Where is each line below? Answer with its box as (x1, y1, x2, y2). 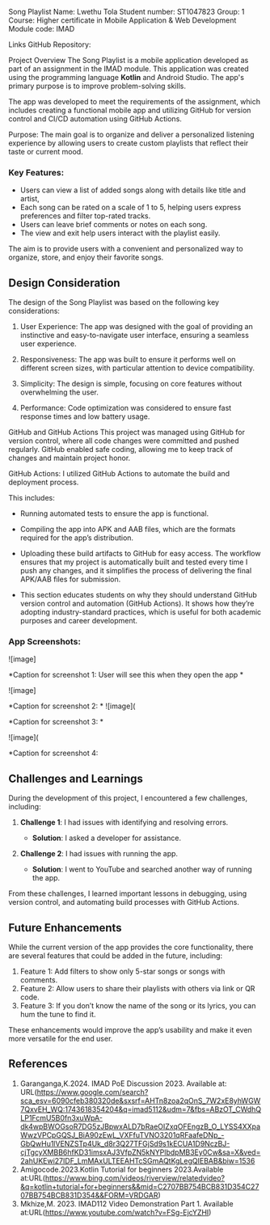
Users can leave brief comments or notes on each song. (19, 220, 208, 230)
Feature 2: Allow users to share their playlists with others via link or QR (19, 984, 255, 994)
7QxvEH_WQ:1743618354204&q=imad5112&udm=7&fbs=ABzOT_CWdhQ (19, 1104, 262, 1114)
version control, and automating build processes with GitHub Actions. (8, 898, 240, 907)
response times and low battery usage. (19, 412, 150, 421)
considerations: (8, 306, 61, 316)
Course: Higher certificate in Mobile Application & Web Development (8, 15, 237, 25)
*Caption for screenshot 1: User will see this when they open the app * (8, 670, 244, 680)
